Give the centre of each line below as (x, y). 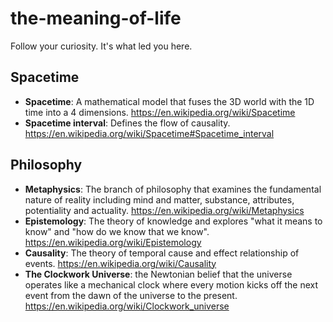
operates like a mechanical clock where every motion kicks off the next (171, 284)
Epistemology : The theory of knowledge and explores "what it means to (173, 221)
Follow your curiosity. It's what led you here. (101, 46)
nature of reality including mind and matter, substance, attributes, (159, 199)
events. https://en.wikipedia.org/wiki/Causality (120, 263)
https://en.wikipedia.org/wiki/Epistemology (113, 242)
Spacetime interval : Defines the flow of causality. (127, 123)
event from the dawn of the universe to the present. (131, 295)
